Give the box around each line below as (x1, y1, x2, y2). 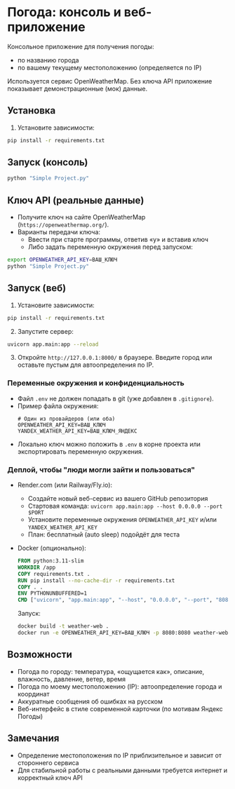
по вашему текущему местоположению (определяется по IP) (17, 63, 202, 72)
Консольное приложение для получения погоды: (7, 42, 154, 50)
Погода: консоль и (7, 4, 121, 20)
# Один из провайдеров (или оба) (17, 415, 116, 422)
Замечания (7, 732, 60, 744)
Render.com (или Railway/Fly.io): (17, 481, 113, 490)
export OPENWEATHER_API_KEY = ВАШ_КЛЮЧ (7, 257, 118, 264)
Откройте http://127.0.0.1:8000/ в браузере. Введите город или (17, 353, 213, 362)
